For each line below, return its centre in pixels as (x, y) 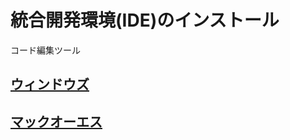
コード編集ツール (45, 50)
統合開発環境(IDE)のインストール (145, 20)
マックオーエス (56, 121)
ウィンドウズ (50, 84)
